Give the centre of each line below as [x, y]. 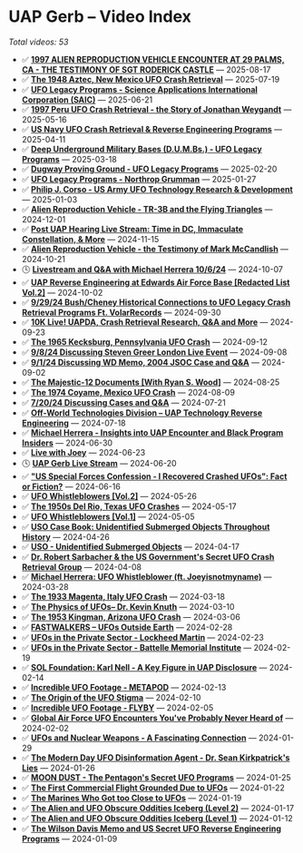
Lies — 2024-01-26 [59, 768]
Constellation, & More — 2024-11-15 [90, 239]
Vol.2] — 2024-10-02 [62, 292]
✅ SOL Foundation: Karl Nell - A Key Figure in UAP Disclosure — [144, 667]
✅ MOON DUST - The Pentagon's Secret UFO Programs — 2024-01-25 [156, 777]
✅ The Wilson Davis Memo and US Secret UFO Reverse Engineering [151, 828]
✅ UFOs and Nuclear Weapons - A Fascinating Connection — [139, 738]
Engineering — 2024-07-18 [73, 423]
